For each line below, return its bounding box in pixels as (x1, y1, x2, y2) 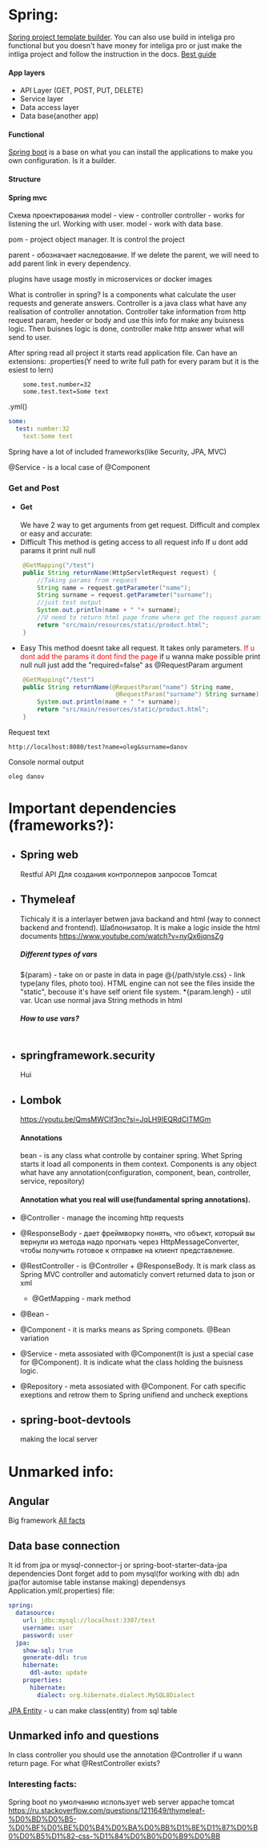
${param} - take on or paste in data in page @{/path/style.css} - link (19, 969, 246, 979)
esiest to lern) (8, 365, 54, 375)
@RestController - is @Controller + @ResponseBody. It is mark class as (19, 1261, 256, 1271)
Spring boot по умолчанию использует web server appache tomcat (8, 1797, 235, 1806)
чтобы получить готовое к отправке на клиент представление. (19, 1245, 235, 1254)
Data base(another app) (19, 111, 99, 121)
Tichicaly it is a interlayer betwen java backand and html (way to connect (19, 914, 261, 924)
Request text (8, 727, 50, 736)
